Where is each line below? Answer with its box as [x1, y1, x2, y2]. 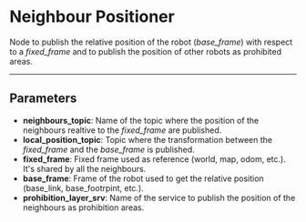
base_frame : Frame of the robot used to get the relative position [22, 173, 264, 184]
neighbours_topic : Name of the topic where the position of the [22, 115, 260, 126]
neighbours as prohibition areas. [22, 202, 145, 213]
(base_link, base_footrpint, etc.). [22, 182, 144, 193]
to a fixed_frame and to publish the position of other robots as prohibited [9, 45, 282, 56]
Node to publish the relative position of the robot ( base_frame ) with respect [9, 36, 293, 47]
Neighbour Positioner [9, 6, 175, 27]
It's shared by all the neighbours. [22, 163, 147, 174]
